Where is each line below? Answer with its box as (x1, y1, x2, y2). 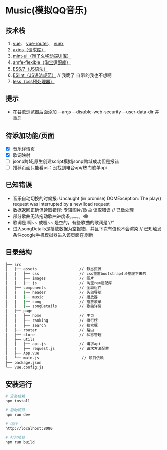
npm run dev (5, 412, 30, 417)
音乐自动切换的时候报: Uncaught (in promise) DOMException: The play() (12, 195, 162, 201)
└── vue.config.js (5, 365, 44, 370)
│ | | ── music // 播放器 (5, 294, 98, 300)
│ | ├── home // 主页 (5, 313, 94, 318)
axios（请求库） (12, 47, 46, 53)
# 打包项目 (5, 435, 25, 440)
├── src (5, 262, 22, 267)
